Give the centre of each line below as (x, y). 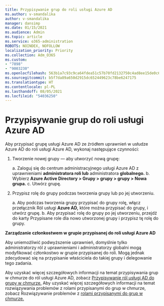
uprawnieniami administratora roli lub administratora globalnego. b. (81, 174)
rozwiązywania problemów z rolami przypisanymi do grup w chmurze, (75, 288)
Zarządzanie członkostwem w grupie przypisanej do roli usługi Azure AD (81, 233)
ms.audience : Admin (25, 32)
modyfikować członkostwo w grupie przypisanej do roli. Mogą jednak (75, 253)
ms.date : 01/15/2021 (26, 28)
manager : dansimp (23, 23)
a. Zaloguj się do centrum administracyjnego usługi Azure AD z (75, 168)
